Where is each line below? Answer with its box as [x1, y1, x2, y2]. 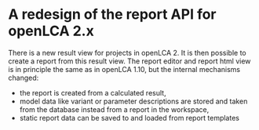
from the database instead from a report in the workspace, [19, 104, 210, 114]
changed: [8, 73, 39, 82]
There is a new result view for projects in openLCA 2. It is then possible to [8, 48, 246, 57]
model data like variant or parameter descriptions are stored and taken [19, 96, 248, 106]
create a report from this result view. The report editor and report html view [8, 56, 251, 66]
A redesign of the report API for [8, 5, 217, 23]
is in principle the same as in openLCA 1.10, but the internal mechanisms [8, 64, 241, 74]
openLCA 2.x [8, 22, 94, 40]
